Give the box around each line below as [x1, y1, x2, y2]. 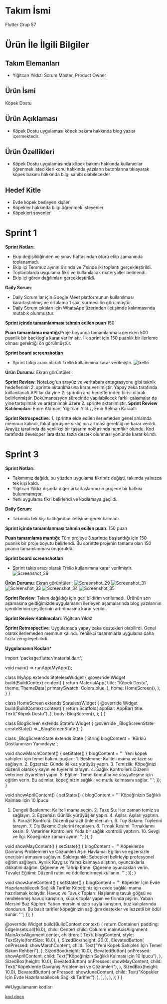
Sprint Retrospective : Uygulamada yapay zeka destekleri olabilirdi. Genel [5, 625, 156, 631]
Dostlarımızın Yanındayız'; [5, 741, 58, 747]
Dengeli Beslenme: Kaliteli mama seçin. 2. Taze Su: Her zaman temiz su [12, 807, 160, 813]
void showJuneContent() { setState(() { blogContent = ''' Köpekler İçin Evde [5, 879, 161, 885]
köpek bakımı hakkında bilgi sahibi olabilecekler [12, 172, 111, 178]
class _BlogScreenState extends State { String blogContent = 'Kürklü [5, 735, 146, 741]
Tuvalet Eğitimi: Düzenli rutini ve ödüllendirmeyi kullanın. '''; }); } [5, 870, 136, 876]
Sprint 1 [5, 228, 37, 239]
